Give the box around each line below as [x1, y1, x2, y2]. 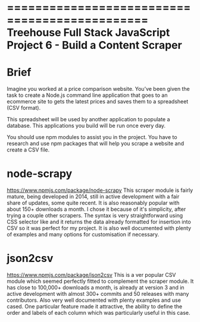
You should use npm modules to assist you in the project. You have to [7, 134, 177, 141]
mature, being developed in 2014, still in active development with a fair [7, 193, 180, 200]
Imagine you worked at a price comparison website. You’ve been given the [7, 86, 190, 93]
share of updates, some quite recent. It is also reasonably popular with [7, 200, 180, 207]
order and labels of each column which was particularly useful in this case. [7, 310, 190, 316]
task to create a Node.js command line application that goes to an [7, 91, 168, 99]
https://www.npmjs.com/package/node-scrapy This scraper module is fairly [7, 187, 193, 194]
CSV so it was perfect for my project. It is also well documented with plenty [7, 225, 192, 232]
